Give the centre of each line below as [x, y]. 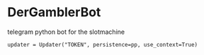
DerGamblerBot [54, 12]
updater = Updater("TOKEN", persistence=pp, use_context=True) [103, 44]
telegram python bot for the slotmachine [66, 32]
